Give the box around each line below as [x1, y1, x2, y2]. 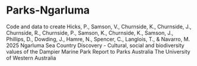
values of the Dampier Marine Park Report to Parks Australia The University [6, 48, 191, 55]
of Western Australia [6, 54, 56, 61]
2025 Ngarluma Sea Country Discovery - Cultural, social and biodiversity [6, 42, 185, 49]
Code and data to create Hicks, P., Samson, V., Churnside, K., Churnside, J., [6, 23, 192, 30]
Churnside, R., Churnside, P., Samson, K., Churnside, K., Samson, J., [6, 29, 174, 36]
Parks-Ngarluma [6, 4, 90, 17]
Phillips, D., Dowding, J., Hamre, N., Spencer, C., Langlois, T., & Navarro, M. [6, 35, 190, 42]
